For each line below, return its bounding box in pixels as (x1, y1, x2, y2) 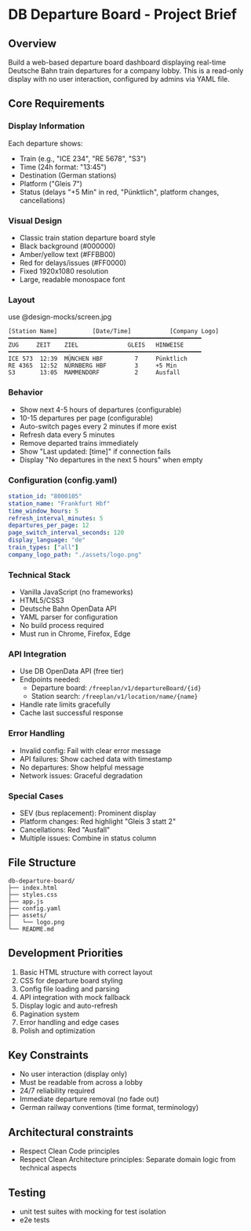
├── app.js (8, 898, 44, 906)
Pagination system (19, 1009, 80, 1019)
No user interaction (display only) (19, 1069, 128, 1079)
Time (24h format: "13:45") (19, 162, 107, 171)
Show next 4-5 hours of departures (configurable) (19, 405, 182, 414)
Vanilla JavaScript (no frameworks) (19, 587, 133, 597)
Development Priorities (8, 946, 124, 960)
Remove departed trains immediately (19, 438, 139, 447)
